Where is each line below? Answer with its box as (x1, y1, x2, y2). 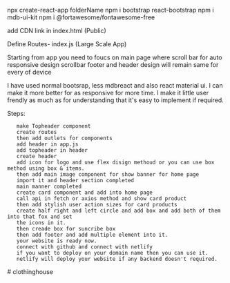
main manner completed (16, 183, 82, 190)
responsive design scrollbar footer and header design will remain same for (7, 61, 219, 68)
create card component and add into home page (16, 189, 153, 196)
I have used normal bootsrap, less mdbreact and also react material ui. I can (7, 81, 223, 89)
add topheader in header (16, 147, 88, 154)
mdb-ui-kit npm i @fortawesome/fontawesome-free (7, 13, 155, 21)
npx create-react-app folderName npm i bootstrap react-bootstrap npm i (7, 6, 214, 14)
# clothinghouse (7, 268, 54, 275)
